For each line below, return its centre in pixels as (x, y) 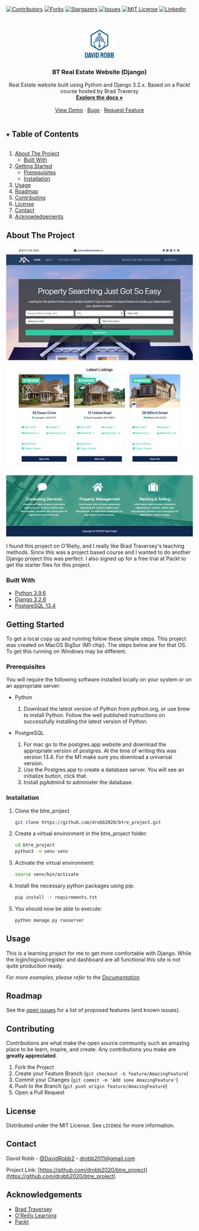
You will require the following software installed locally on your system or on (99, 680)
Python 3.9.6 (30, 593)
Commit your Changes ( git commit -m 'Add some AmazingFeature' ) (97, 1080)
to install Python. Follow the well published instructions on (94, 715)
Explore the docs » (99, 97)
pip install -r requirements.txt (56, 897)
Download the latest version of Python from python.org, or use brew (107, 709)
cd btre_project (35, 845)
